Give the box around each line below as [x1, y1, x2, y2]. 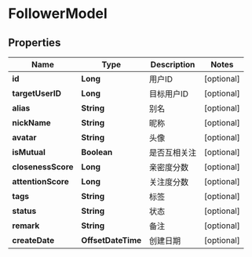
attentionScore [12, 176, 69, 186]
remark [12, 220, 40, 231]
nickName [12, 118, 51, 128]
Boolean [81, 147, 113, 157]
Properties [8, 36, 61, 49]
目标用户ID [148, 89, 189, 99]
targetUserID [12, 88, 61, 99]
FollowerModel [8, 5, 108, 23]
